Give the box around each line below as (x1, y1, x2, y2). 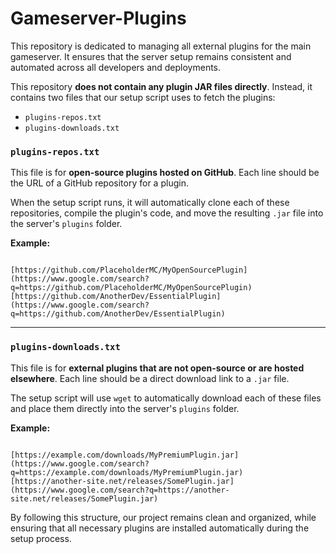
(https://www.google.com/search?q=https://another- (10, 485, 230, 495)
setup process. (10, 532, 72, 544)
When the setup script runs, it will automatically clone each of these (10, 197, 290, 209)
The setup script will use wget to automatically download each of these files (10, 392, 322, 404)
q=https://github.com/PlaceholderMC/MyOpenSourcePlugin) (10, 283, 253, 293)
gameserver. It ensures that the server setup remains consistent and (10, 50, 292, 62)
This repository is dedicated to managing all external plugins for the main (10, 40, 312, 52)
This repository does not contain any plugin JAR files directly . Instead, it (10, 80, 313, 92)
